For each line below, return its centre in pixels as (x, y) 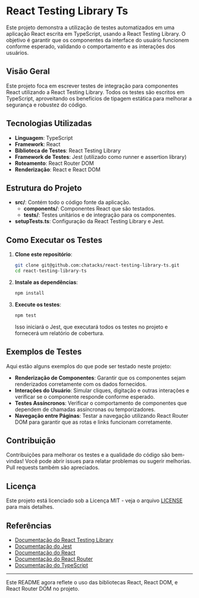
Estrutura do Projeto (44, 188)
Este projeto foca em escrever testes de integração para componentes (92, 86)
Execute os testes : (38, 304)
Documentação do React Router (54, 559)
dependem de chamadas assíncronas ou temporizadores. (85, 409)
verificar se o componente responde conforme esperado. (85, 396)
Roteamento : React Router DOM (54, 163)
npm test (25, 315)
